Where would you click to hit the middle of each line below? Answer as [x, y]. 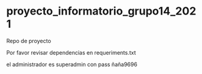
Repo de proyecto [29, 41]
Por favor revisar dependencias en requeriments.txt [71, 52]
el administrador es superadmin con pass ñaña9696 [72, 64]
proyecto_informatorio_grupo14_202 [101, 11]
